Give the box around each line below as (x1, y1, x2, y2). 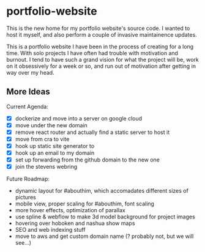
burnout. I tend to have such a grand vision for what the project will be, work (6, 56, 199, 63)
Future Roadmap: (6, 176, 50, 183)
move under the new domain (15, 121, 88, 129)
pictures (15, 194, 37, 201)
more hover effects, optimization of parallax (15, 207, 125, 214)
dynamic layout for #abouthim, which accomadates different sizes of (15, 187, 188, 195)
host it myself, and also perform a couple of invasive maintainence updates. (6, 31, 197, 38)
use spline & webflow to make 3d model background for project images (15, 213, 196, 221)
